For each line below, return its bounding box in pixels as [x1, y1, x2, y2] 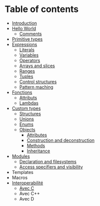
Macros [11, 174, 28, 180]
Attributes [26, 132, 47, 138]
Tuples [19, 73, 33, 79]
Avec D [19, 195, 34, 201]
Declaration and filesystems [19, 158, 77, 164]
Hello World [11, 25, 36, 31]
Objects [19, 126, 36, 132]
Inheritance [26, 148, 50, 154]
